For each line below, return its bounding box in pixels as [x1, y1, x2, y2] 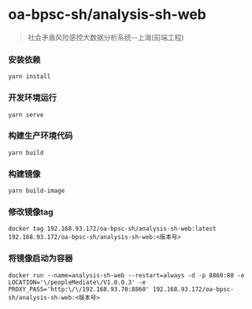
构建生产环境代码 [8, 130, 73, 141]
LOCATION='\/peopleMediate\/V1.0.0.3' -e [8, 278, 146, 286]
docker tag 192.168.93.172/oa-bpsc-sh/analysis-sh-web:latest [8, 225, 217, 233]
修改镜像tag [8, 207, 54, 218]
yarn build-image [8, 187, 65, 195]
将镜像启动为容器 [8, 253, 73, 264]
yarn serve [8, 110, 44, 119]
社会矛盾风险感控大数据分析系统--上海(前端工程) [27, 32, 184, 42]
